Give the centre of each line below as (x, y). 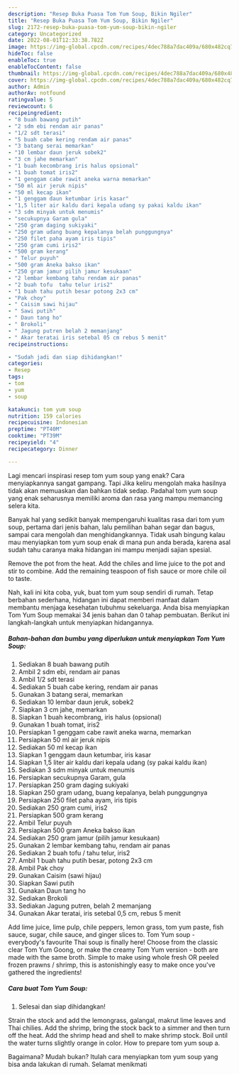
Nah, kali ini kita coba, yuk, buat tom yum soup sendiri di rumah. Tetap (111, 592)
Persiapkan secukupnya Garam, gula (72, 777)
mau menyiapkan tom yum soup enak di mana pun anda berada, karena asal (119, 542)
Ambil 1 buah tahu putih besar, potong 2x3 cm (85, 860)
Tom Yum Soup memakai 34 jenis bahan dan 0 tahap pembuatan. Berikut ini (119, 614)
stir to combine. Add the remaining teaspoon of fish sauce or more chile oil (117, 571)
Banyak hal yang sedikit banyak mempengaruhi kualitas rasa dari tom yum (116, 519)
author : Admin (29, 87)
